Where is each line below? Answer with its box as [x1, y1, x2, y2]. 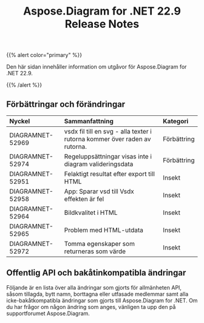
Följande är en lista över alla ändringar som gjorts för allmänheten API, [6, 284, 182, 291]
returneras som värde [64, 247, 126, 256]
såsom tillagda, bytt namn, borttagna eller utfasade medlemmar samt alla [6, 290, 189, 297]
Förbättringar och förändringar [6, 99, 126, 109]
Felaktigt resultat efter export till [64, 170, 155, 178]
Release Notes [64, 17, 140, 31]
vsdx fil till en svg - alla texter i [64, 127, 152, 135]
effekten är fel [64, 195, 104, 203]
